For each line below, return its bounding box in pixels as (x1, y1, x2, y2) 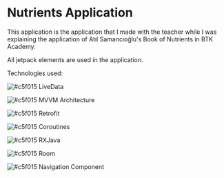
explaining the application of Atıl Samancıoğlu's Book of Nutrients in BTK (7, 34, 214, 43)
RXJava (39, 136, 61, 144)
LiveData (39, 82, 64, 90)
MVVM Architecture (39, 95, 95, 104)
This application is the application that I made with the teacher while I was (7, 28, 217, 36)
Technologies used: (7, 69, 63, 77)
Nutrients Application (7, 5, 133, 21)
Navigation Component (39, 162, 105, 170)
